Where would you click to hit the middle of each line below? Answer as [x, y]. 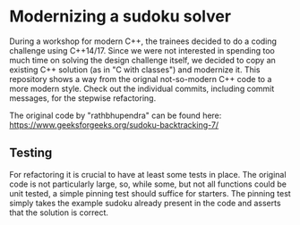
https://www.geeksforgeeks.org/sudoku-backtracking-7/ [114, 125]
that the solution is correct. [59, 212]
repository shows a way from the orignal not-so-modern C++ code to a [141, 79]
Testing [31, 153]
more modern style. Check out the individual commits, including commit [142, 88]
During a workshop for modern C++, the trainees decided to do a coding [143, 41]
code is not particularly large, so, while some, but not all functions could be [148, 184]
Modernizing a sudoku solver [120, 17]
